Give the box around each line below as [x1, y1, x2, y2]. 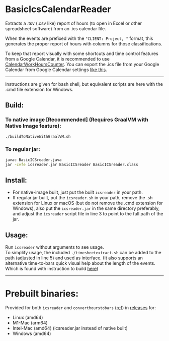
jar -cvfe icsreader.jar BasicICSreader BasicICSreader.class [5, 162, 138, 167]
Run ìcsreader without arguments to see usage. [5, 244, 104, 250]
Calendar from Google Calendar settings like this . [5, 67, 107, 73]
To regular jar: [5, 146, 40, 153]
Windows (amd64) [12, 330, 51, 336]
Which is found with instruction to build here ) [5, 266, 99, 272]
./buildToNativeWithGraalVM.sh [5, 134, 71, 139]
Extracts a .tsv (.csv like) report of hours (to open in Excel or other [5, 20, 142, 26]
